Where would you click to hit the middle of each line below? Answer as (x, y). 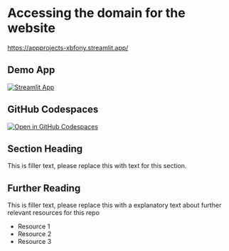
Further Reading (44, 188)
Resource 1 (34, 227)
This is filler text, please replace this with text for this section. (97, 166)
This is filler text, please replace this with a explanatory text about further (114, 205)
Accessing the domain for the (97, 13)
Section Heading (45, 149)
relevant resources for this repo (53, 213)
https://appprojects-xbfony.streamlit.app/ (68, 48)
